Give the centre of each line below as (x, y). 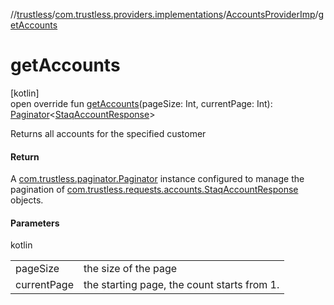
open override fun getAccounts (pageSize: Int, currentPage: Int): (141, 103)
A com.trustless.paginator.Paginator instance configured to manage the (157, 179)
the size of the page (130, 269)
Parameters (35, 223)
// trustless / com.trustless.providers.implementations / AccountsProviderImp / (164, 14)
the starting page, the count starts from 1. (181, 285)
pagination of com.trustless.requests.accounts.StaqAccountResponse (154, 190)
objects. (27, 200)
